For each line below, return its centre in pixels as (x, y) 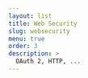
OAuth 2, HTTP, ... (48, 62)
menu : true (27, 39)
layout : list (30, 16)
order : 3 (23, 46)
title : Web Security (43, 24)
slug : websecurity (39, 31)
